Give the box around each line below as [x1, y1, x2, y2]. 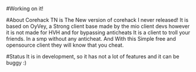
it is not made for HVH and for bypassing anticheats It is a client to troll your [6, 29, 191, 36]
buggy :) [6, 59, 27, 66]
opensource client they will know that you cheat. [6, 41, 124, 48]
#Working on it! [6, 5, 44, 12]
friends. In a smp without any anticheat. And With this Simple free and [6, 35, 176, 42]
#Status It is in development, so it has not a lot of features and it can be [6, 53, 179, 60]
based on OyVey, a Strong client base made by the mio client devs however [6, 23, 190, 30]
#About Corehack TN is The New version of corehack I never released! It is [6, 17, 189, 23]
